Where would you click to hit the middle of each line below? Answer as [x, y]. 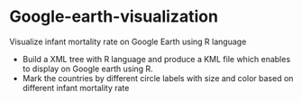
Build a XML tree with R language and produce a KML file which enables [156, 59]
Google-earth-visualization [114, 17]
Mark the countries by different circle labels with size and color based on [158, 78]
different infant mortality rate [76, 88]
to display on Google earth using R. [87, 69]
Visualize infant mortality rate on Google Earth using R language [128, 42]
